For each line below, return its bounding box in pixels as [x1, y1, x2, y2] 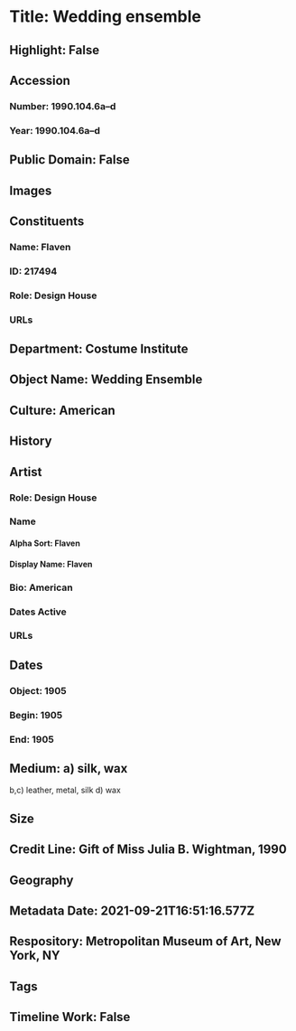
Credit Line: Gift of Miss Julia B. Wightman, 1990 [9, 842, 287, 858]
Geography [9, 872, 74, 887]
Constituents [9, 213, 85, 229]
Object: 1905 [9, 684, 67, 697]
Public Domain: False [9, 152, 130, 168]
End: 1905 [9, 733, 54, 745]
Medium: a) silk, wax [9, 761, 128, 776]
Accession [9, 72, 70, 88]
